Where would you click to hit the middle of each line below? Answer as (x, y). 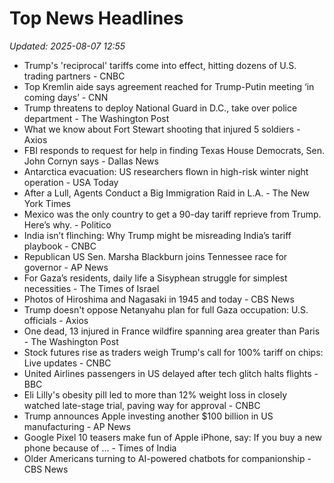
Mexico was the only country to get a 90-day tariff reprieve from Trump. (172, 214)
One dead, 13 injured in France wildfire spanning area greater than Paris (172, 331)
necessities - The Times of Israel (91, 288)
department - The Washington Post (96, 118)
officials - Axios (56, 320)
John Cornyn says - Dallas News (91, 161)
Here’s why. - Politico (67, 224)
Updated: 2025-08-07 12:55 (67, 46)
